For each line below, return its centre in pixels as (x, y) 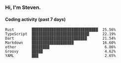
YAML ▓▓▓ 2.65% (60, 56)
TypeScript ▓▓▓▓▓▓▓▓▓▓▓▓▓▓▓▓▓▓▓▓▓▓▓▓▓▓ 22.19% (60, 34)
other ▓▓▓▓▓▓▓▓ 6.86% (60, 47)
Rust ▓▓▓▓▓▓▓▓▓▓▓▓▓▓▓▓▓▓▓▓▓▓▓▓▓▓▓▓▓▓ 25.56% (60, 30)
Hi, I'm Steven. (23, 7)
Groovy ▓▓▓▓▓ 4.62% (60, 52)
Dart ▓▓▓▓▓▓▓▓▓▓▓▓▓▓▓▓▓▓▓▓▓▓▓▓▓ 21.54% (60, 39)
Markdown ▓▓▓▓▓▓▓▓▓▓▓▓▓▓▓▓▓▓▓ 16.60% (60, 43)
